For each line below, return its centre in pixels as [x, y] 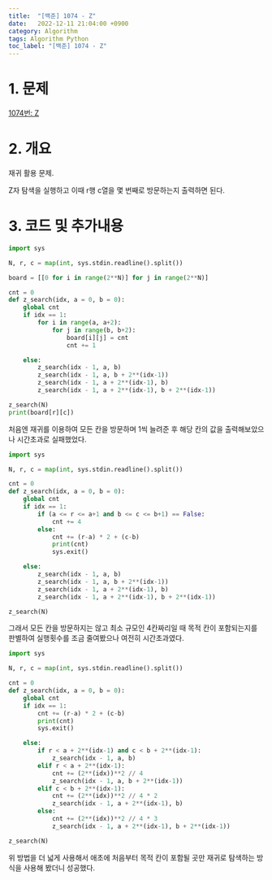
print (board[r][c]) [41, 412]
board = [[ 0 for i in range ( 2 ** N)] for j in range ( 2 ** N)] [108, 277]
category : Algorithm [43, 31]
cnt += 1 [81, 345]
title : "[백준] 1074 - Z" [52, 16]
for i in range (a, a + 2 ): [80, 323]
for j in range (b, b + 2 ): [94, 330]
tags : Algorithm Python [49, 39]
